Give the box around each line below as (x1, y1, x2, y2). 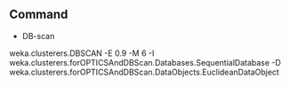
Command (9, 7, 68, 22)
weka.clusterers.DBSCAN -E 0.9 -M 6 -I (9, 48, 155, 59)
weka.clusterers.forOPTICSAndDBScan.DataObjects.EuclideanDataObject (9, 66, 280, 77)
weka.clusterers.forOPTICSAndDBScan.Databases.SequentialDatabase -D (9, 57, 282, 67)
